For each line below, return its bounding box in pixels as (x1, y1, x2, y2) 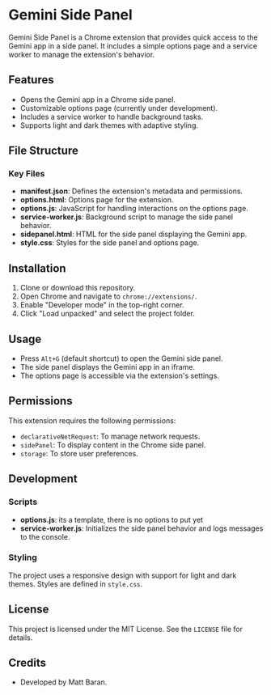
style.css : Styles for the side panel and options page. (19, 238, 200, 248)
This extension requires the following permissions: (8, 415, 176, 426)
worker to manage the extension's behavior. (8, 49, 155, 59)
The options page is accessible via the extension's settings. (19, 371, 220, 381)
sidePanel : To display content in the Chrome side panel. (19, 439, 206, 450)
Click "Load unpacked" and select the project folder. (19, 309, 196, 319)
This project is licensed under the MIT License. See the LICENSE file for (8, 624, 243, 634)
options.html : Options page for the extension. (19, 195, 174, 205)
